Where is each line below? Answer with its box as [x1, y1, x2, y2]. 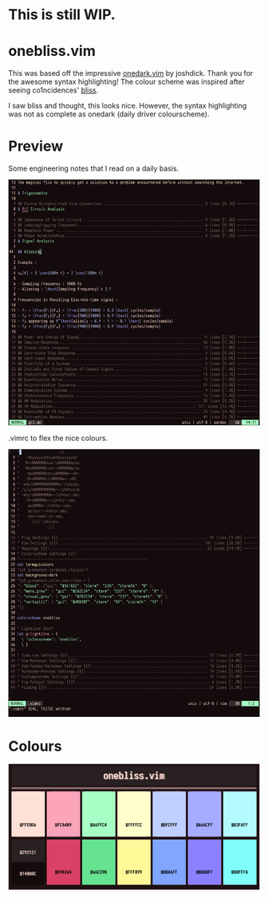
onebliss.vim [8, 42, 96, 61]
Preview [8, 137, 64, 156]
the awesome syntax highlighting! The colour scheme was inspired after [8, 77, 246, 87]
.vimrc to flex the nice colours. [8, 433, 108, 443]
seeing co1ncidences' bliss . [8, 85, 99, 95]
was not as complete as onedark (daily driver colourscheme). [8, 109, 210, 119]
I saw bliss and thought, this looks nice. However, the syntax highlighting [8, 101, 247, 111]
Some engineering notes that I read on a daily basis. [8, 163, 179, 173]
